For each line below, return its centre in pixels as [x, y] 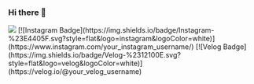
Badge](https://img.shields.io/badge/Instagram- [137, 30]
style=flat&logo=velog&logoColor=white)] [75, 63]
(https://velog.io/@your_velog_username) [75, 72]
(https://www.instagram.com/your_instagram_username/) [101, 47]
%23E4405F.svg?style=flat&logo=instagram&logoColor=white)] [112, 39]
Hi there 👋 [28, 12]
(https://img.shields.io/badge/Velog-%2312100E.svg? [94, 55]
